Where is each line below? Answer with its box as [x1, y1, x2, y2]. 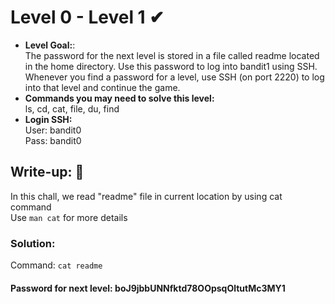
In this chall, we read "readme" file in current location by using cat [10, 190, 283, 202]
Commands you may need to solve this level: [24, 92, 215, 104]
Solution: [10, 236, 56, 250]
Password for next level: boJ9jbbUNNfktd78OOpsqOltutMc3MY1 [10, 282, 286, 294]
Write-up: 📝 [10, 164, 85, 181]
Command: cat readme [10, 259, 103, 271]
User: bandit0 [24, 124, 82, 136]
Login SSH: [24, 113, 73, 125]
